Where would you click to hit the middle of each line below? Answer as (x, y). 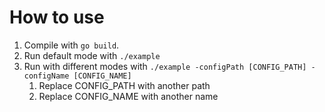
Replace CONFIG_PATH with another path (124, 85)
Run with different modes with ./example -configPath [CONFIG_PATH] (165, 66)
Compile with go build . (71, 45)
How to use (57, 17)
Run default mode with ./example (92, 55)
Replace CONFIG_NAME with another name (128, 96)
